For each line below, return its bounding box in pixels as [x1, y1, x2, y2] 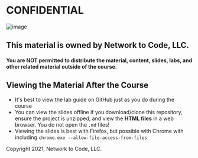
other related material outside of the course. [6, 63, 117, 70]
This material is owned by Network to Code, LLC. [6, 40, 189, 50]
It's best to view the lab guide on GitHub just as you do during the [14, 96, 175, 103]
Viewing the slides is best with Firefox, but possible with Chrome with [14, 127, 184, 134]
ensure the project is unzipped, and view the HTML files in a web [14, 115, 174, 122]
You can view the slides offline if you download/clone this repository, [14, 108, 183, 115]
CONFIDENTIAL [6, 4, 84, 17]
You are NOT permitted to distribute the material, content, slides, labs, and [6, 57, 193, 64]
